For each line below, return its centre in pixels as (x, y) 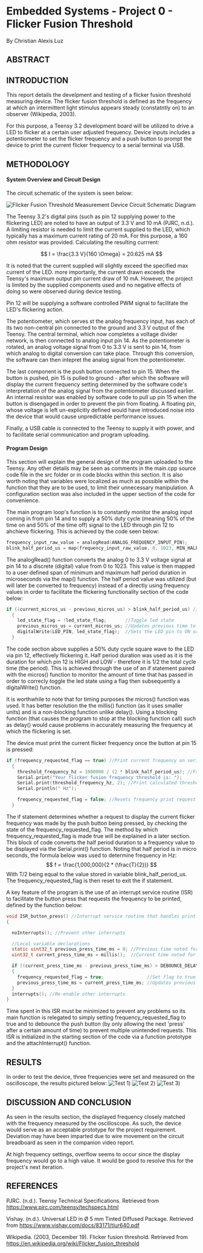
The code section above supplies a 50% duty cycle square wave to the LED (100, 649)
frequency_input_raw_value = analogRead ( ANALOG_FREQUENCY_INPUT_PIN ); (97, 542)
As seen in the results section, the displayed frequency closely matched (96, 1116)
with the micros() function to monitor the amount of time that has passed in (100, 674)
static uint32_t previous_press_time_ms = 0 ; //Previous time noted (100, 949)
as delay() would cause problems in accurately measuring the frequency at (100, 724)
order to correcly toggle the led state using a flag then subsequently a (93, 681)
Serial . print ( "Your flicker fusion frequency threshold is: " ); (100, 777)
